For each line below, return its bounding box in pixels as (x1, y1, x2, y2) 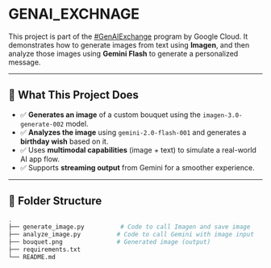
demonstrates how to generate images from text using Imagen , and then (8, 40, 250, 49)
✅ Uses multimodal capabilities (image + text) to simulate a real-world (19, 144, 256, 154)
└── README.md (8, 253, 56, 261)
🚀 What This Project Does (8, 88, 140, 102)
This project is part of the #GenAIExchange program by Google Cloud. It (8, 31, 248, 41)
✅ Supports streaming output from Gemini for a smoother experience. (19, 162, 256, 172)
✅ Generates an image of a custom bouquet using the (19, 110, 202, 119)
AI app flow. (19, 154, 60, 164)
